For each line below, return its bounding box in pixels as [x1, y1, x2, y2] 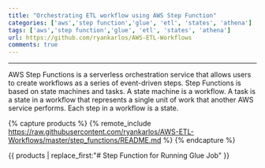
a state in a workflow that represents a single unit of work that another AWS [8, 95, 254, 105]
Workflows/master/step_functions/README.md [8, 136, 162, 145]
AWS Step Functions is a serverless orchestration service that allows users [8, 70, 252, 80]
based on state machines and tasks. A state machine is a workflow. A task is [8, 87, 256, 96]
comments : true [8, 41, 58, 49]
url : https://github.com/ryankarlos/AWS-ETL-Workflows [8, 33, 192, 42]
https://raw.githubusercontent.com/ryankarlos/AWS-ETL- [8, 127, 195, 136]
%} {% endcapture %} [162, 136, 236, 145]
